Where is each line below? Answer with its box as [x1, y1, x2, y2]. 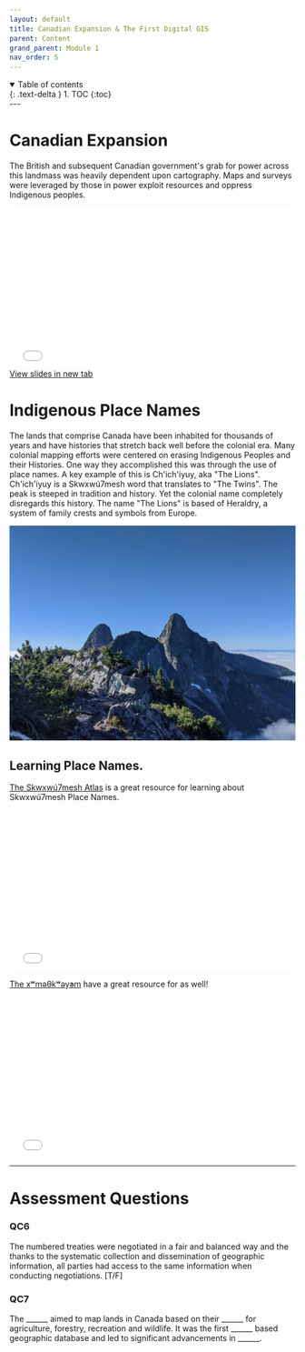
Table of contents [17, 79, 84, 90]
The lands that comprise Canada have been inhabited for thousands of [9, 430, 274, 441]
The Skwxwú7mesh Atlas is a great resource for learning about [9, 782, 245, 793]
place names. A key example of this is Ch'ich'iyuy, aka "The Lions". [9, 468, 261, 479]
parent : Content [9, 34, 71, 43]
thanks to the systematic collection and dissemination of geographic [9, 1250, 265, 1261]
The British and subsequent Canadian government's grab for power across [9, 160, 290, 172]
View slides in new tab [9, 368, 93, 379]
